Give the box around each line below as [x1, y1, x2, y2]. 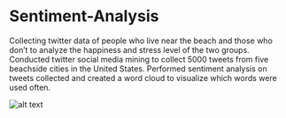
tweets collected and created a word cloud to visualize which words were [9, 72, 277, 83]
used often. [9, 82, 51, 92]
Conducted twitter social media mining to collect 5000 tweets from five [9, 54, 269, 64]
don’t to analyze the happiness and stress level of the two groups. [9, 44, 250, 55]
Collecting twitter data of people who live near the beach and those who [9, 35, 273, 46]
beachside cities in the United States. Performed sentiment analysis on [9, 63, 267, 74]
